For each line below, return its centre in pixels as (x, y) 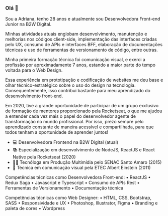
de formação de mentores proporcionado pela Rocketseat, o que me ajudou (84, 111)
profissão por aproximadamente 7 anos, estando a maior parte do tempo (80, 65)
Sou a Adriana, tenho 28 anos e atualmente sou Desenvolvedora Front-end (83, 19)
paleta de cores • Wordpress (35, 208)
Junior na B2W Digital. (28, 24)
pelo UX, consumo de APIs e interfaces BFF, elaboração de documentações (84, 45)
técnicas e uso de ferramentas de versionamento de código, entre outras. (81, 50)
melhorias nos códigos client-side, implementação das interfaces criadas (81, 39)
